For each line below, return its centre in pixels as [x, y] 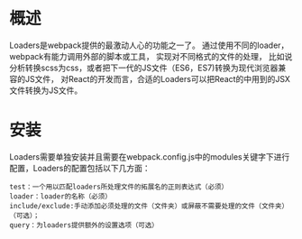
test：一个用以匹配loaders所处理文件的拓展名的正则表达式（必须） [119, 187]
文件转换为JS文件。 [46, 90]
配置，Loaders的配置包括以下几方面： [80, 168]
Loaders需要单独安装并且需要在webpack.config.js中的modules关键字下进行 [150, 156]
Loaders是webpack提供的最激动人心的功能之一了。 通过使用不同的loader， [149, 45]
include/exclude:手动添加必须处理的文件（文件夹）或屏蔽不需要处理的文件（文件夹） [149, 206]
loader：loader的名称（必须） [61, 196]
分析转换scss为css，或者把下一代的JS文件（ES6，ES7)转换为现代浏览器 [144, 68]
